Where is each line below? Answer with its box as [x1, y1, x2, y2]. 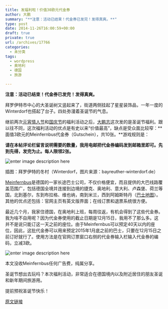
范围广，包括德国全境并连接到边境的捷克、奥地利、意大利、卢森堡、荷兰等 [9, 185, 163, 191]
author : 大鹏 [5, 12, 31, 17]
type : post [5, 21, 28, 27]
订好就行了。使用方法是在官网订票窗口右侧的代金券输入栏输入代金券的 [9, 233, 154, 239]
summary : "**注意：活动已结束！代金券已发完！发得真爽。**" [5, 17, 117, 22]
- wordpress [9, 59, 35, 64]
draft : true [5, 31, 30, 36]
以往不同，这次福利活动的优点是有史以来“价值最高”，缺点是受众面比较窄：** [5, 125, 162, 131]
